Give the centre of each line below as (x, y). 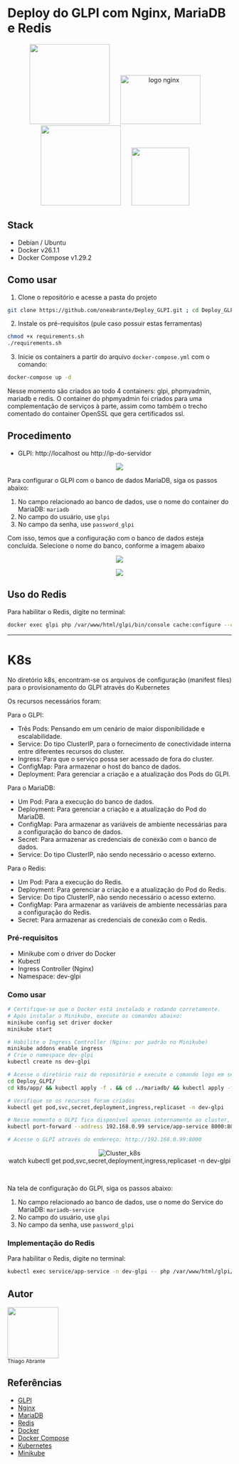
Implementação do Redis (51, 1244)
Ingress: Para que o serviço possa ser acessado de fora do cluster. (116, 759)
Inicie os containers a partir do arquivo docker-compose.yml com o (113, 357)
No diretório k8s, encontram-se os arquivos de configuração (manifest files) (119, 680)
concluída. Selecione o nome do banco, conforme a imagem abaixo (106, 545)
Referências (35, 1383)
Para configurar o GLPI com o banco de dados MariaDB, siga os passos (112, 480)
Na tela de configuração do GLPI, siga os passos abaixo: (90, 1188)
